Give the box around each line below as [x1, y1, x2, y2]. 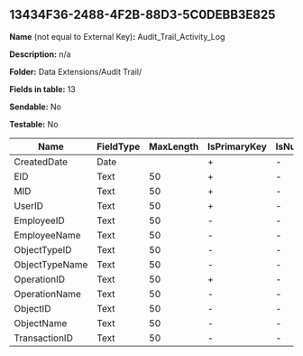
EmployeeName [14, 229, 81, 241]
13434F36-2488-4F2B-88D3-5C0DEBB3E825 [9, 7, 276, 23]
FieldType [96, 140, 141, 153]
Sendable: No [9, 101, 61, 112]
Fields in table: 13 [9, 83, 77, 94]
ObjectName [14, 316, 68, 329]
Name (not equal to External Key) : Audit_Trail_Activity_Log [9, 31, 225, 42]
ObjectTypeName [14, 258, 88, 270]
